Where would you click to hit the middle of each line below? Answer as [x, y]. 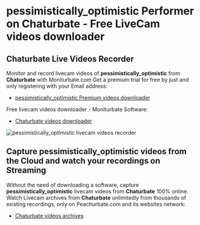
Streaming [26, 171]
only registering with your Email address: [57, 86]
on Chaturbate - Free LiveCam [83, 24]
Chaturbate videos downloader [53, 121]
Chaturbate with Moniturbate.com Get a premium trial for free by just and [98, 80]
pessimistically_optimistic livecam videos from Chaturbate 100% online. [97, 191]
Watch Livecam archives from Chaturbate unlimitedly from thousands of [96, 197]
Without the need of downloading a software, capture [73, 185]
